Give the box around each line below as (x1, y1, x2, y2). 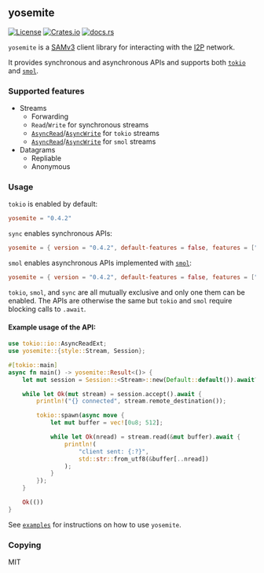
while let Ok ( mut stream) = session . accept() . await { (22, 390, 202, 398)
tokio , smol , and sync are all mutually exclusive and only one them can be (8, 288, 245, 297)
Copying (8, 539, 42, 550)
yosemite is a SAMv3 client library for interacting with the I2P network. (8, 42, 236, 52)
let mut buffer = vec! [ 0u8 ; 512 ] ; (49, 419, 163, 427)
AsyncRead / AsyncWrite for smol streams (31, 137, 156, 146)
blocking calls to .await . (8, 304, 86, 314)
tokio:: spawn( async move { (36, 412, 125, 420)
